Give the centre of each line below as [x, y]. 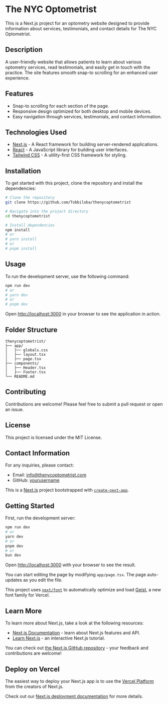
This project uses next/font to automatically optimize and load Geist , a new [83, 590]
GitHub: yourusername [36, 480]
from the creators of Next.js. [34, 686]
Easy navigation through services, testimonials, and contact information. [87, 116]
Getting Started [30, 506]
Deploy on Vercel [33, 669]
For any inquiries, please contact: [40, 465]
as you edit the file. [43, 580]
